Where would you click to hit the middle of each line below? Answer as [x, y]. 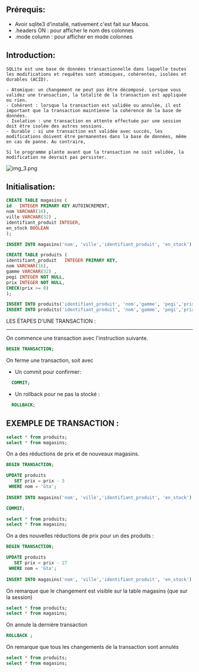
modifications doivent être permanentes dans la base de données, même [96, 136]
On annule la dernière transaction [47, 625]
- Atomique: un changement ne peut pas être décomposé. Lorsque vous [94, 90]
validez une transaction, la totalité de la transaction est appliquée [96, 95]
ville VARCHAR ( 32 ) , [32, 217]
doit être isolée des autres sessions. [55, 126]
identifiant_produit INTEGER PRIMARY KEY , [62, 260]
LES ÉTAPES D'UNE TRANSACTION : [51, 321]
